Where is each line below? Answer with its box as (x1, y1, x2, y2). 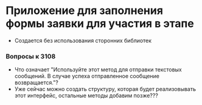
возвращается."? (14, 79, 58, 86)
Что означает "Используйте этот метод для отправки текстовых (14, 66, 182, 73)
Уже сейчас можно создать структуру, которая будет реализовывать (14, 85, 196, 93)
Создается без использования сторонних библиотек (14, 37, 151, 44)
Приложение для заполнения (5, 4, 164, 18)
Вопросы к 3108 (5, 52, 56, 60)
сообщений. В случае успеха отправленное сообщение (14, 73, 159, 80)
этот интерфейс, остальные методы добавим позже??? (14, 92, 159, 100)
